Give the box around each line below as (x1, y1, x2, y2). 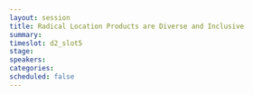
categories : (9, 64, 54, 73)
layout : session (9, 13, 70, 23)
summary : (9, 30, 42, 39)
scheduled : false (9, 72, 75, 81)
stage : (9, 47, 34, 56)
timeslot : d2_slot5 (9, 38, 83, 48)
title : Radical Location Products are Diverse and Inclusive (9, 22, 245, 31)
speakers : (9, 55, 47, 64)
